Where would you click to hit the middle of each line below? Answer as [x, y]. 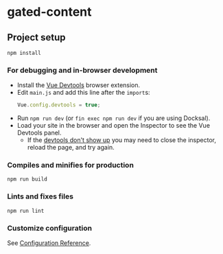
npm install [24, 53]
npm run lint [26, 211]
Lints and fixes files [40, 196]
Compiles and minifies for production [70, 165]
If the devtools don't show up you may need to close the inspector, [121, 140]
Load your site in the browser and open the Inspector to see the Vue [114, 126]
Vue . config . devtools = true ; [59, 105]
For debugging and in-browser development [82, 70]
